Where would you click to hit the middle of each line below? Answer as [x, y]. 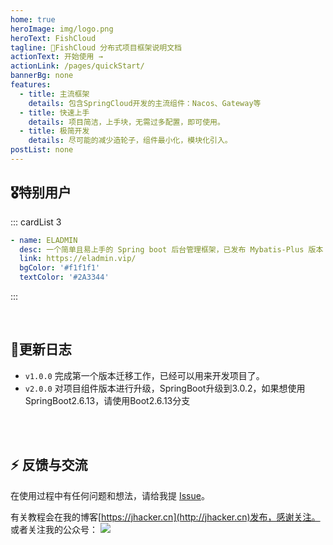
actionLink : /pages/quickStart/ [77, 66]
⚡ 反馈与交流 [49, 465]
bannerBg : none [42, 76]
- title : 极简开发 [54, 131]
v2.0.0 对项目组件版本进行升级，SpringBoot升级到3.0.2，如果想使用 [165, 388]
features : [31, 85]
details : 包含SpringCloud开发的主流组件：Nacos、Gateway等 [145, 103]
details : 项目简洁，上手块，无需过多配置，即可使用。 [126, 122]
